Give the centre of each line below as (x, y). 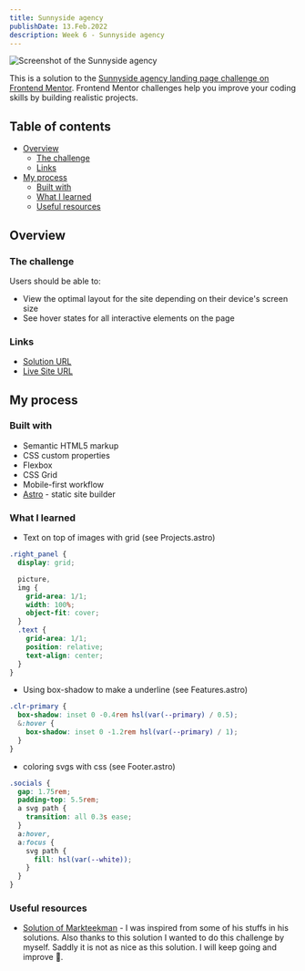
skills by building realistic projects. (74, 98)
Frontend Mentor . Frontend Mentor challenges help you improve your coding (153, 88)
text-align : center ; (65, 656)
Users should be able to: (56, 281)
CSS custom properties (66, 455)
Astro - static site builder (69, 494)
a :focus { (36, 842)
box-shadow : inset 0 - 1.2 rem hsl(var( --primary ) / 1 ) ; (132, 732)
